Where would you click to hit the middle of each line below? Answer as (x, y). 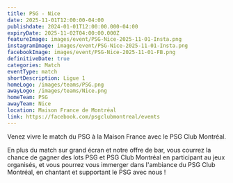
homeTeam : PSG (28, 98)
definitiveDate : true (39, 59)
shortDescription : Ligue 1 (46, 78)
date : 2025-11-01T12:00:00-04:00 (56, 20)
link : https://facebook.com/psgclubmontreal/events (83, 116)
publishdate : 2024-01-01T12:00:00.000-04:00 (73, 26)
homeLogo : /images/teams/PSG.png (56, 85)
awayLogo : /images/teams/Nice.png (57, 91)
